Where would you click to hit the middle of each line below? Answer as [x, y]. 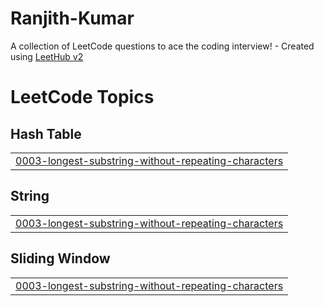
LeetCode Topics [82, 97]
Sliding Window [60, 258]
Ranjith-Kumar [72, 18]
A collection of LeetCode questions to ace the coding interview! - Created [162, 46]
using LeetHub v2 [47, 56]
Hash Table [46, 133]
